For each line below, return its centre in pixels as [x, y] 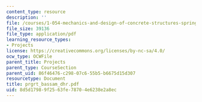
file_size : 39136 [28, 28]
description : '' [26, 17]
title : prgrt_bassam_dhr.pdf [43, 85]
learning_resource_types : [38, 40]
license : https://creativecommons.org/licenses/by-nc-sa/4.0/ [86, 51]
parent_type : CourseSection [41, 67]
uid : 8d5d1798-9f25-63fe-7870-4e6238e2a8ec [62, 90]
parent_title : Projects [36, 62]
